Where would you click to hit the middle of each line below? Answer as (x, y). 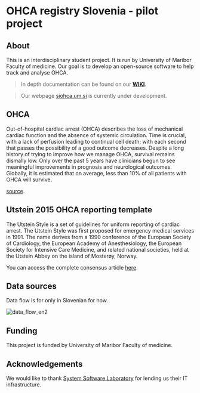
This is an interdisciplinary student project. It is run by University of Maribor (99, 60)
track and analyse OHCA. (37, 72)
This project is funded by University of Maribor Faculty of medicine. (90, 345)
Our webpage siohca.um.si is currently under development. (94, 96)
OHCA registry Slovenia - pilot (82, 11)
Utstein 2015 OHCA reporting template (79, 210)
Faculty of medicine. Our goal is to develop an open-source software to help (100, 66)
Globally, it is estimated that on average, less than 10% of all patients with (96, 173)
